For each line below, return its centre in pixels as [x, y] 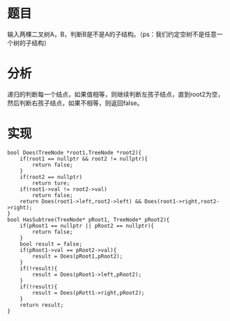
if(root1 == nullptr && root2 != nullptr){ [84, 159]
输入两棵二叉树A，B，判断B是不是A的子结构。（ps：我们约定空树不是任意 [112, 34]
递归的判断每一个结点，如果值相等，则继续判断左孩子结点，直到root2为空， [116, 94]
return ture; [51, 183]
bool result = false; [51, 244]
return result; [42, 305]
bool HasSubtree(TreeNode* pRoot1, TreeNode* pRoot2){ [89, 219]
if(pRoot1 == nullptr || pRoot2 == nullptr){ [87, 226]
